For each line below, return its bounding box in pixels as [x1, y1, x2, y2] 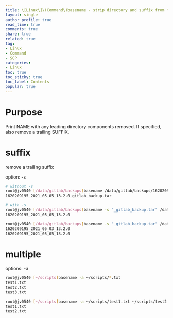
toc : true [5, 70, 27, 75]
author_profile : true [5, 17, 52, 22]
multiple [5, 248, 41, 260]
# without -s [5, 184, 33, 189]
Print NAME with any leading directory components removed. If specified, [5, 123, 162, 129]
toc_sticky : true [5, 75, 43, 80]
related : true [5, 37, 36, 42]
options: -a [5, 266, 29, 272]
